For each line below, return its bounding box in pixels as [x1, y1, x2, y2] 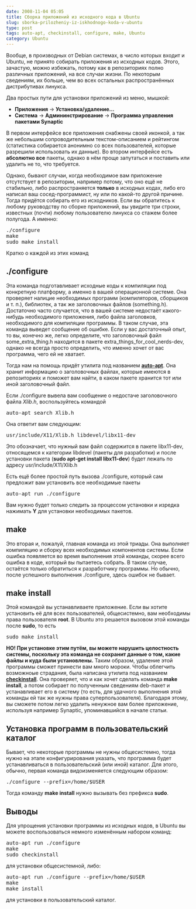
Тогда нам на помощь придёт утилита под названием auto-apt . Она [6, 361, 176, 369]
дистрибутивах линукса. [6, 83, 67, 90]
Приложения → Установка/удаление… [14, 106, 115, 112]
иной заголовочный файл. [6, 380, 71, 387]
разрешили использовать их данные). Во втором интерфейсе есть [6, 148, 173, 155]
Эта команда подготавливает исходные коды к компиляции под [6, 282, 167, 289]
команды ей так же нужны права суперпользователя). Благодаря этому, [6, 695, 188, 702]
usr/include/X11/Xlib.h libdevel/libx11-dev [6, 432, 136, 438]
